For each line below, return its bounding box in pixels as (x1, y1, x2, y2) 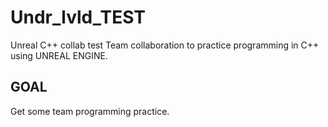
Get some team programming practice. (10, 105, 170, 117)
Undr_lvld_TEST (10, 6, 146, 29)
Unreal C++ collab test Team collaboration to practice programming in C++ (10, 39, 320, 51)
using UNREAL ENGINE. (10, 49, 108, 61)
